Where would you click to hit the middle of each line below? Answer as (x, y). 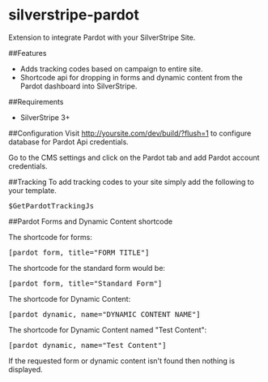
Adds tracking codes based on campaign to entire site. (111, 69)
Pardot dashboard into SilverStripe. (79, 86)
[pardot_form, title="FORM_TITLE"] (79, 252)
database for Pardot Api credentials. (69, 142)
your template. (32, 190)
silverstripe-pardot (74, 15)
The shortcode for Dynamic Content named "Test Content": (108, 329)
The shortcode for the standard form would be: (87, 268)
